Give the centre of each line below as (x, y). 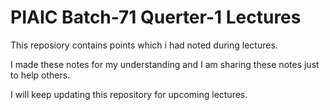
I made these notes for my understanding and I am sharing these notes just (165, 64)
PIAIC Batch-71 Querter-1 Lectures (156, 17)
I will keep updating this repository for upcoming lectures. (129, 94)
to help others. (40, 75)
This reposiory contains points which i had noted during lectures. (144, 45)
